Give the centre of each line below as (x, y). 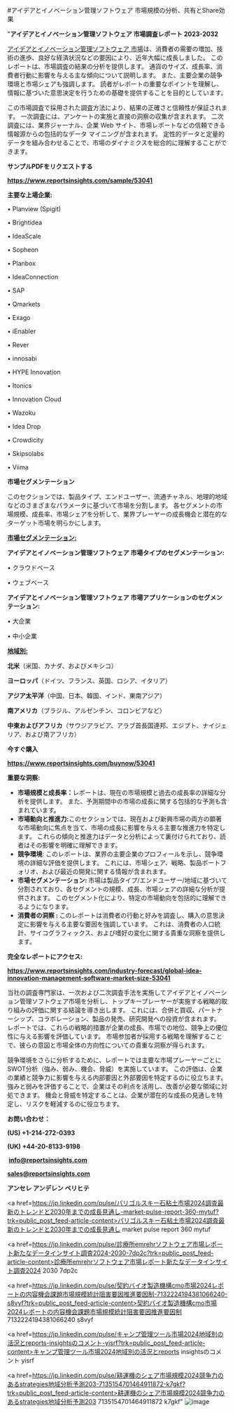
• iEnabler (22, 331)
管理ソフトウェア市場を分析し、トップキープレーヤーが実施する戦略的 (120, 1001)
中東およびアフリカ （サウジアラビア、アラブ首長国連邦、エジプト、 (105, 725)
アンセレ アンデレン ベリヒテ (48, 1188)
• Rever (18, 345)
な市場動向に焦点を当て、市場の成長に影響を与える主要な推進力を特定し (121, 828)
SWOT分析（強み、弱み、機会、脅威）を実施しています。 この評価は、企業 (115, 1069)
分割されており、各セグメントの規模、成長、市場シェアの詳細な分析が (118, 889)
